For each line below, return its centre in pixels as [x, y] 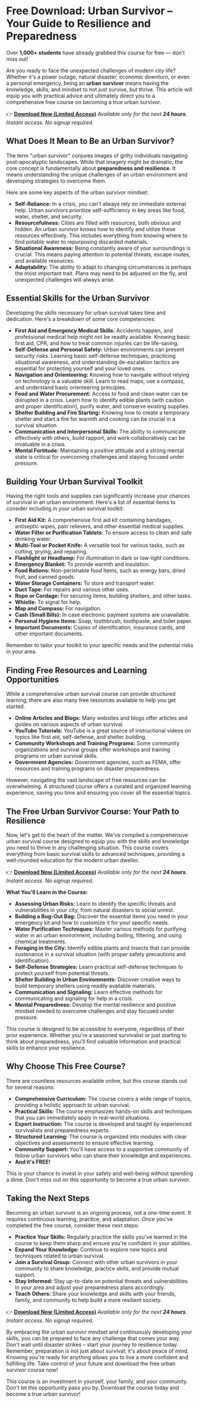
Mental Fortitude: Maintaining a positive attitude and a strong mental [99, 450]
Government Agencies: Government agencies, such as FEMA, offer [98, 763]
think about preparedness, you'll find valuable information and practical [94, 1042]
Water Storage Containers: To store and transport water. [85, 583]
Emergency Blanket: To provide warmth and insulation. [82, 564]
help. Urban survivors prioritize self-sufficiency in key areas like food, [100, 210]
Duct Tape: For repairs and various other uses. [72, 590]
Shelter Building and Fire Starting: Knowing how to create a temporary [102, 412]
